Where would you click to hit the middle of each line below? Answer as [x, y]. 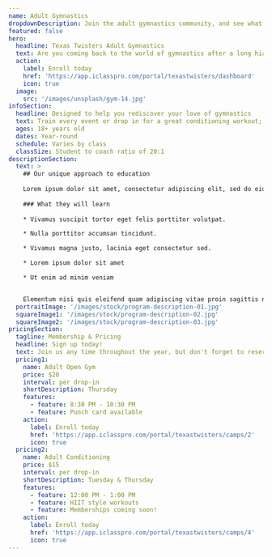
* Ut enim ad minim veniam [68, 278]
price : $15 [41, 465]
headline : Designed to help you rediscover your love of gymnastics [134, 114]
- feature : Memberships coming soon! [93, 510]
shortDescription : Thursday [70, 389]
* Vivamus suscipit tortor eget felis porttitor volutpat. [125, 219]
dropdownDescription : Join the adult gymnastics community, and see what [136, 23]
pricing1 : [32, 359]
